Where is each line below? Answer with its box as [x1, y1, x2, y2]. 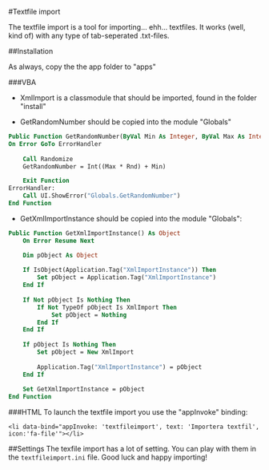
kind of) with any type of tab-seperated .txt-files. [8, 31, 170, 40]
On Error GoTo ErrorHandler [8, 140, 102, 148]
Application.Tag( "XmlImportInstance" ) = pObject [37, 363, 203, 371]
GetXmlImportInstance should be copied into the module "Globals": [19, 213, 243, 223]
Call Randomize [22, 155, 74, 163]
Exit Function [22, 176, 70, 185]
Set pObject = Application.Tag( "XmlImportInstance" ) [37, 273, 217, 282]
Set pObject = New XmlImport [37, 348, 134, 356]
